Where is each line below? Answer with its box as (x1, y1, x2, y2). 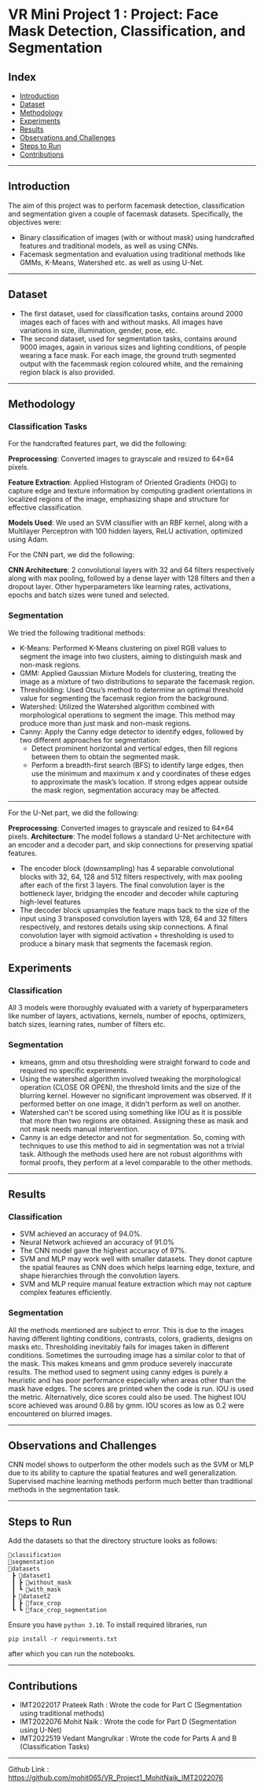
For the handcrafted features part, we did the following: (8, 439, 187, 448)
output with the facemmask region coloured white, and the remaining (19, 359, 244, 368)
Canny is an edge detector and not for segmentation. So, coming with (19, 1132, 245, 1142)
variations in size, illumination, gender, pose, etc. (19, 325, 178, 335)
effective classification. (8, 503, 84, 512)
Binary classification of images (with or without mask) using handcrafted (19, 232, 255, 242)
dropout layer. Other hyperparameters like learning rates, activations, (8, 582, 232, 592)
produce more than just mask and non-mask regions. (19, 718, 192, 728)
